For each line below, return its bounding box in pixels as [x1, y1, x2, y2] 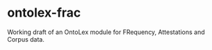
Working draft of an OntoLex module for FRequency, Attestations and [7, 28, 205, 36]
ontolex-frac [7, 5, 81, 21]
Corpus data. [7, 35, 45, 43]
